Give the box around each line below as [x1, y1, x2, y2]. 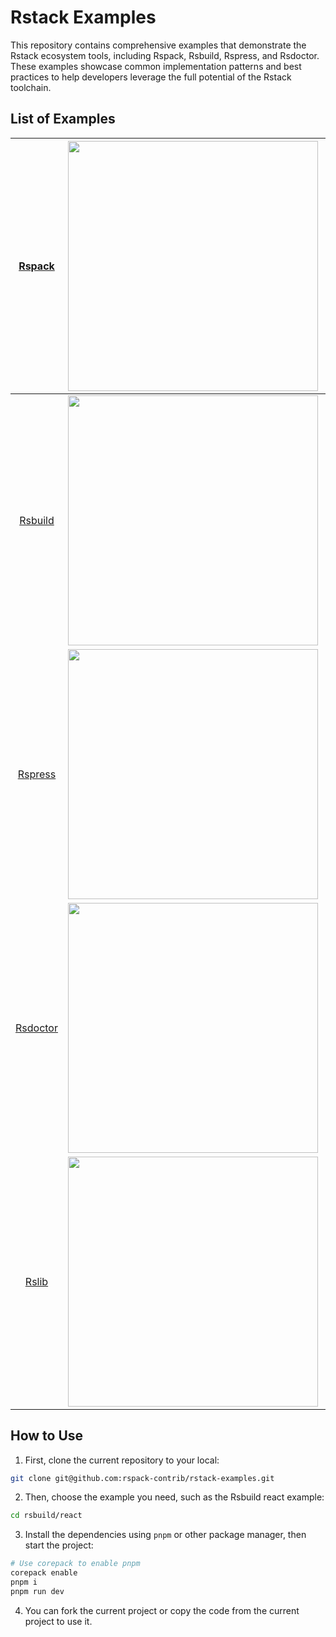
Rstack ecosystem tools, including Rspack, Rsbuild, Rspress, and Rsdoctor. [10, 49, 320, 61]
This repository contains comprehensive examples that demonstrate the [10, 39, 307, 51]
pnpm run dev [10, 1586, 65, 1596]
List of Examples [10, 111, 116, 128]
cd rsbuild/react [10, 1511, 83, 1521]
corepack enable [10, 1568, 78, 1578]
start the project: [24, 1539, 94, 1551]
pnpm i [10, 1577, 38, 1588]
